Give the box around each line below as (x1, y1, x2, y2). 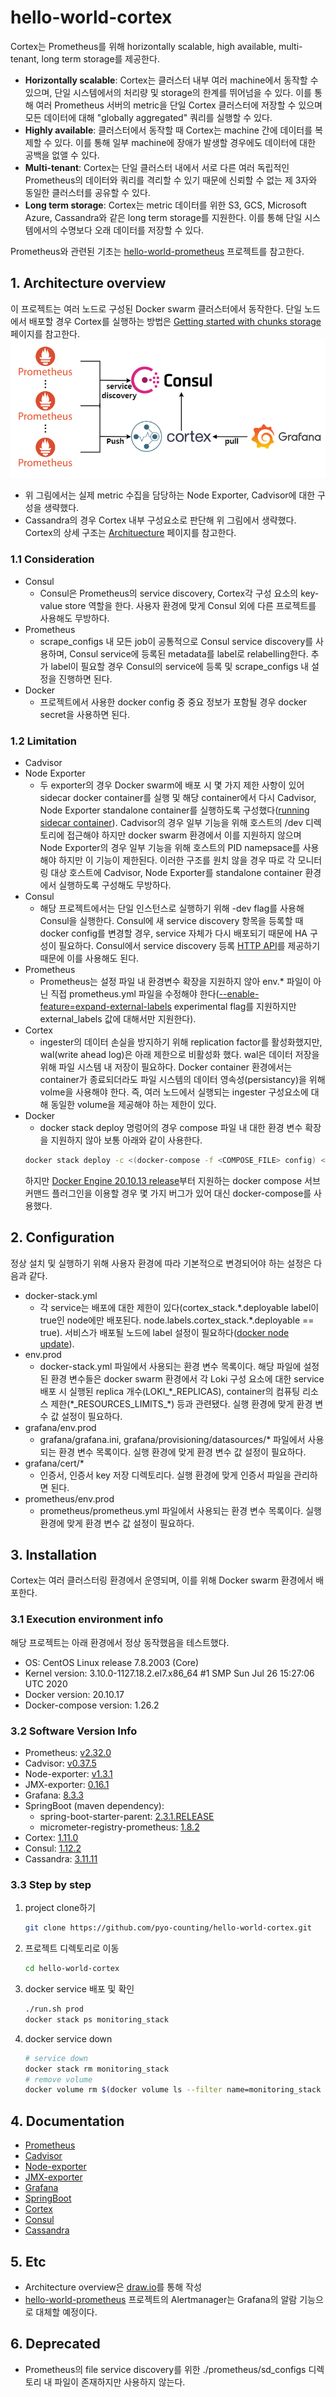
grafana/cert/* (24, 1457, 85, 1469)
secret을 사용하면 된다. (39, 708, 130, 720)
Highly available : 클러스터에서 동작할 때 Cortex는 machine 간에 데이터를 (24, 124, 313, 136)
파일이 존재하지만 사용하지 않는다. (54, 2376, 186, 2388)
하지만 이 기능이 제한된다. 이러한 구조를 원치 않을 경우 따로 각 (58, 854, 296, 866)
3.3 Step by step (10, 1877, 92, 1891)
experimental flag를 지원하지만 (173, 1000, 297, 1012)
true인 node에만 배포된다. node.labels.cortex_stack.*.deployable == (39, 1314, 315, 1326)
